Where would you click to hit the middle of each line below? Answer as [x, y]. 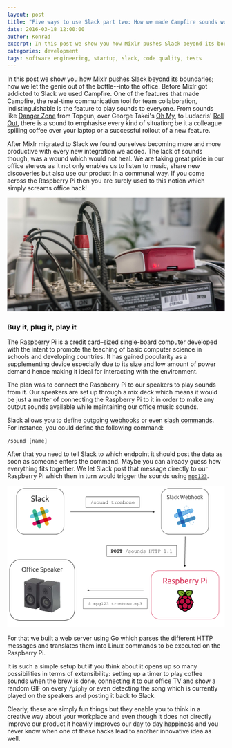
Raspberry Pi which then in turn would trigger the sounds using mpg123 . [108, 476]
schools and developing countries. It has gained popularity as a [97, 357]
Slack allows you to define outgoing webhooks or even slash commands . [111, 420]
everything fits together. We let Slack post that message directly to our [108, 469]
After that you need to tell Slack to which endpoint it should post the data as [115, 454]
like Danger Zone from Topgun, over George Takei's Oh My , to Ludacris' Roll [116, 116]
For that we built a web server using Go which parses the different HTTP [110, 638]
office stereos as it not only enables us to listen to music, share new [104, 165]
